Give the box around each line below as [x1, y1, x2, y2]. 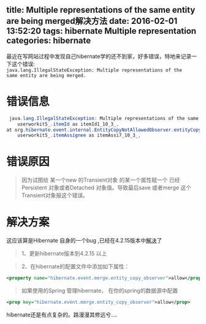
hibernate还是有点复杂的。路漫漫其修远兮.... [6, 311, 118, 318]
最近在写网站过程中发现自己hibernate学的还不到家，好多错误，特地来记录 [6, 52, 192, 60]
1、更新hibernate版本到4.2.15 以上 [21, 250, 107, 257]
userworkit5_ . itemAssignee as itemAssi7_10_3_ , [17, 132, 141, 138]
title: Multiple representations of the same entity [6, 5, 196, 15]
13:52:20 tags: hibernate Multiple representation [6, 26, 197, 36]
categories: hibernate [6, 36, 91, 46]
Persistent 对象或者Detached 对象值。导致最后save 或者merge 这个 [21, 184, 192, 192]
